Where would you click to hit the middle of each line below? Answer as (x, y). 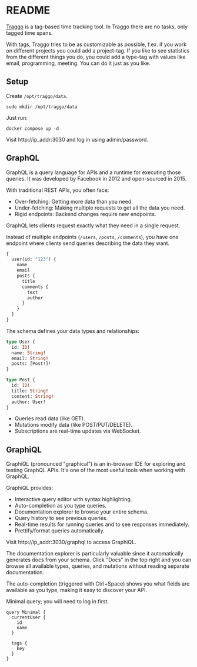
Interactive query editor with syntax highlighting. (73, 499)
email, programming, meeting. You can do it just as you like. (79, 63)
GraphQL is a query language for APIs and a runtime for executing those (94, 172)
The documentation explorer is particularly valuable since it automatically (95, 554)
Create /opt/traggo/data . (37, 96)
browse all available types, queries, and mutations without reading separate (98, 566)
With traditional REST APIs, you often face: (58, 190)
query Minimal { (26, 612)
